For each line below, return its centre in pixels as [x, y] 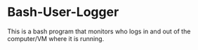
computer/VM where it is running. [56, 38]
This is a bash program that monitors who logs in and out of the [99, 31]
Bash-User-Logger [63, 12]
